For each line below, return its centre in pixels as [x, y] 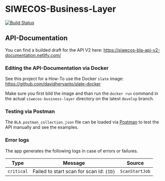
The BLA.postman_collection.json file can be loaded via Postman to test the [82, 122]
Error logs [17, 140]
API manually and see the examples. [42, 127]
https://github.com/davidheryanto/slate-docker [53, 84]
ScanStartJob [135, 171]
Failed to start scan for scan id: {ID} [74, 171]
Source [135, 163]
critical [18, 171]
